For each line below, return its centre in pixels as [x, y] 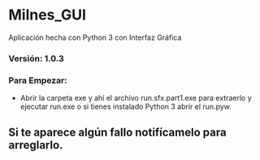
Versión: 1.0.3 [37, 58]
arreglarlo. [36, 145]
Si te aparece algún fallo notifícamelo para [117, 132]
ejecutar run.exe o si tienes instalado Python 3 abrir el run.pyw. [126, 106]
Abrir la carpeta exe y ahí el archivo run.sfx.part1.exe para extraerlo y [136, 98]
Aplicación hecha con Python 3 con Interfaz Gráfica [95, 37]
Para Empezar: [38, 80]
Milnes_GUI [48, 15]
